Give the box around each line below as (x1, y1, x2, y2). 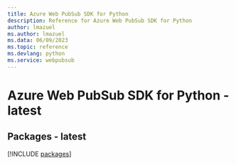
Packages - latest (7, 131, 87, 143)
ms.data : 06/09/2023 (7, 37, 69, 44)
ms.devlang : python (7, 50, 65, 58)
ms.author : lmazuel (7, 30, 65, 38)
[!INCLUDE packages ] (7, 149, 72, 158)
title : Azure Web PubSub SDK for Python (7, 10, 129, 18)
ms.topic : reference (7, 43, 69, 50)
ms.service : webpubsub (7, 57, 75, 64)
